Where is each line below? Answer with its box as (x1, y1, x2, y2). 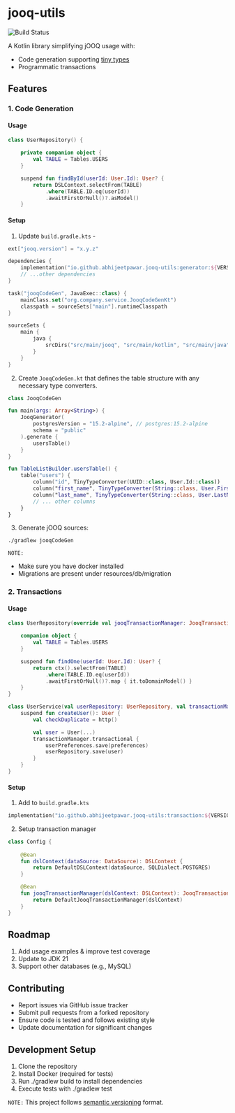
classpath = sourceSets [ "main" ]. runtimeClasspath (20, 303, 168, 310)
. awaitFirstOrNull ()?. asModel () (45, 194, 139, 201)
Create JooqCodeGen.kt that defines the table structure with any (17, 374, 199, 382)
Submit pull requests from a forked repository (17, 1009, 149, 1017)
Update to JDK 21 (17, 955, 69, 963)
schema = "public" (33, 427, 86, 434)
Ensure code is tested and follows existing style (17, 1016, 156, 1024)
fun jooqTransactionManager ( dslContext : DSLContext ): (20, 890, 180, 897)
